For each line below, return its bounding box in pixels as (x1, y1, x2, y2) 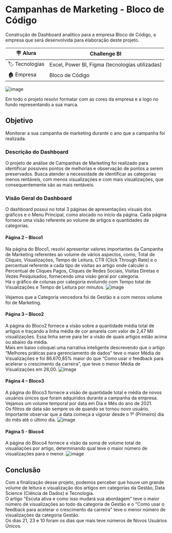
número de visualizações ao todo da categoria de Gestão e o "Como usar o (5, 501, 165, 507)
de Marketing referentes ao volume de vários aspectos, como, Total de (5, 251, 155, 257)
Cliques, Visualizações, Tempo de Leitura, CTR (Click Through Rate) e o (5, 257, 158, 263)
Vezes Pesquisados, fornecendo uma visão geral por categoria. (5, 273, 140, 279)
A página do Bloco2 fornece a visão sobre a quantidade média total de (5, 322, 155, 329)
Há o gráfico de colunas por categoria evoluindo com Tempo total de (5, 278, 151, 284)
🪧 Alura (16, 49, 36, 56)
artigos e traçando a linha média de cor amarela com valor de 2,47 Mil (5, 328, 154, 334)
